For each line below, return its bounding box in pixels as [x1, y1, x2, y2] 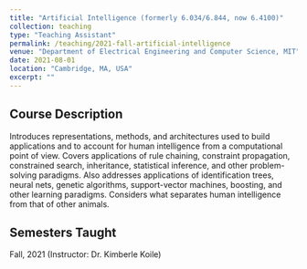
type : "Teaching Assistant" [9, 30, 117, 39]
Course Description [9, 107, 123, 122]
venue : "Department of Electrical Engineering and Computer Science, [9, 47, 281, 57]
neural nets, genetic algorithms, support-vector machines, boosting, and [9, 179, 283, 190]
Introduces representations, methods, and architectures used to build [9, 130, 270, 141]
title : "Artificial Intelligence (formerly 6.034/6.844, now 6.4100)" [9, 13, 284, 23]
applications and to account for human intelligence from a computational [9, 140, 283, 151]
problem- [249, 160, 285, 171]
